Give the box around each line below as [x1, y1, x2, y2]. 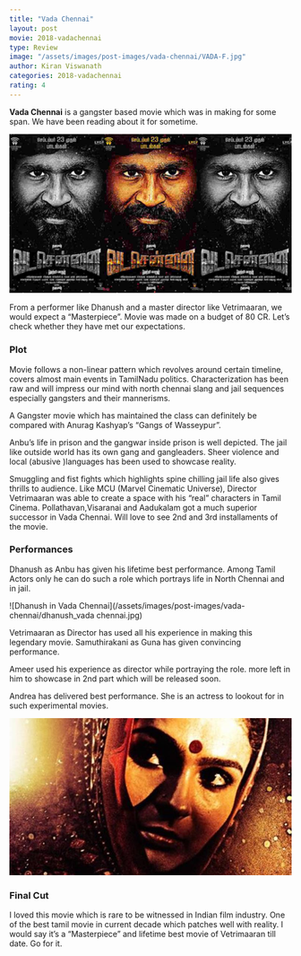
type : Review [9, 43, 58, 52]
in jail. [9, 583, 31, 593]
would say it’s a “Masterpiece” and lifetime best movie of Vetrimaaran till [9, 929, 276, 940]
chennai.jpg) [96, 610, 143, 620]
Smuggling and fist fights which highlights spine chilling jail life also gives [9, 473, 279, 484]
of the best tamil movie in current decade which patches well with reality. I [9, 919, 284, 930]
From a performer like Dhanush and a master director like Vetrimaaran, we [9, 302, 282, 313]
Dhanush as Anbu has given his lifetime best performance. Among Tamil [9, 564, 276, 574]
